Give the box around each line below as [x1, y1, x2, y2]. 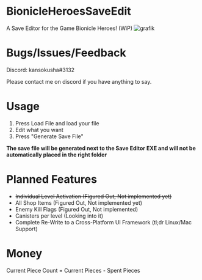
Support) [15, 225, 38, 232]
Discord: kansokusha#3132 [6, 66, 75, 73]
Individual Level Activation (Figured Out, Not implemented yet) [15, 193, 172, 200]
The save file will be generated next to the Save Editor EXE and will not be [6, 144, 197, 152]
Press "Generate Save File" [15, 133, 84, 140]
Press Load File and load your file [15, 119, 99, 127]
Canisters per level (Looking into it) [15, 212, 104, 219]
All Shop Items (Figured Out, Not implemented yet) [15, 199, 142, 206]
